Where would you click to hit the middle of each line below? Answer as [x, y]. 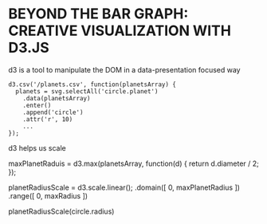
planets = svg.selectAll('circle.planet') [87, 91]
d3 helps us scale [37, 147]
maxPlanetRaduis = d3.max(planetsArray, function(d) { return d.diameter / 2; [133, 163]
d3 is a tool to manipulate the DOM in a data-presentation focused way [124, 69]
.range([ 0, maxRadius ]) [48, 195]
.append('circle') [53, 112]
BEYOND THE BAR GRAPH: [98, 14]
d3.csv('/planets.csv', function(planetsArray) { [92, 84]
